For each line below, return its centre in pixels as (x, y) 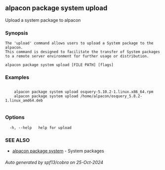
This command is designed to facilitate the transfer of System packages (83, 52)
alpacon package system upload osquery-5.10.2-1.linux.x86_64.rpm (84, 92)
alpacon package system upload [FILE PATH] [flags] (59, 65)
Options (15, 117)
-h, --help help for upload (41, 128)
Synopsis (17, 33)
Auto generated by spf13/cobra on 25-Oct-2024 (54, 162)
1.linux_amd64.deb (24, 101)
